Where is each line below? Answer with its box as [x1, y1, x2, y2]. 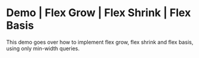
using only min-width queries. [6, 45, 79, 52]
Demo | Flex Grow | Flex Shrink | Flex [6, 6, 191, 20]
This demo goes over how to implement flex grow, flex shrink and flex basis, [6, 38, 194, 45]
